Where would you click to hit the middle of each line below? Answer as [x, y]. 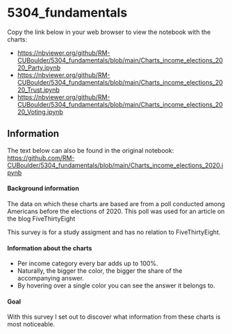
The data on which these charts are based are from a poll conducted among [116, 203]
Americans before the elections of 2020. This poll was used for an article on [116, 211]
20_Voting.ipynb [40, 112]
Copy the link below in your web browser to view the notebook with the [109, 32]
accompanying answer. [51, 278]
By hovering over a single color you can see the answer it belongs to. [116, 285]
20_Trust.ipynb [39, 90]
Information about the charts [50, 248]
